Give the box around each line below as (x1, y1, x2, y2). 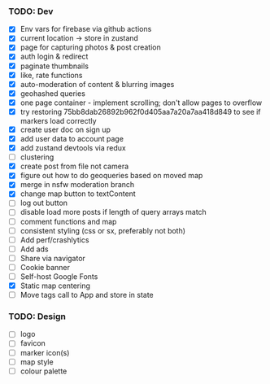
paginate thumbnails (20, 61, 89, 71)
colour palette (20, 366, 67, 376)
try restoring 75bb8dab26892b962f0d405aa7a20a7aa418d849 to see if (20, 107, 262, 116)
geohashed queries (20, 88, 85, 98)
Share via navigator (20, 253, 85, 263)
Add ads (20, 244, 49, 254)
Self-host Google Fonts (20, 271, 98, 281)
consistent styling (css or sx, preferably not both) (20, 225, 185, 235)
